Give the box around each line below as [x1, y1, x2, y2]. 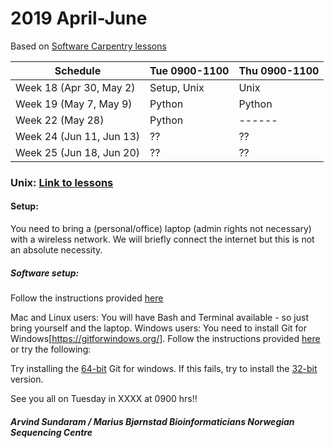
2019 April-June [10, 7, 148, 30]
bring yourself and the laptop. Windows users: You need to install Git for [10, 322, 307, 334]
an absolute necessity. [10, 244, 103, 256]
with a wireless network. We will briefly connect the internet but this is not [10, 233, 315, 246]
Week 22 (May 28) [15, 113, 105, 127]
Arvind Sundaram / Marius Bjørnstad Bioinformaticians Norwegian [10, 415, 295, 427]
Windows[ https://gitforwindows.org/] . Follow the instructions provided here [10, 333, 321, 345]
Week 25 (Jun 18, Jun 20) [15, 145, 141, 159]
